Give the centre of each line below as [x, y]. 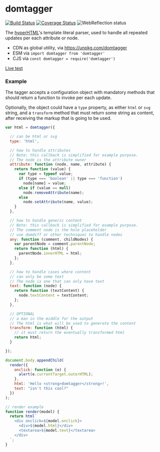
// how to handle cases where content [51, 272]
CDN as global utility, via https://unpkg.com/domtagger [70, 47]
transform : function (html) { [41, 328]
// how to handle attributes [40, 150]
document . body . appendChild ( [35, 360]
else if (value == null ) [45, 188]
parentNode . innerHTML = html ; [50, 254]
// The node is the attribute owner [48, 160]
